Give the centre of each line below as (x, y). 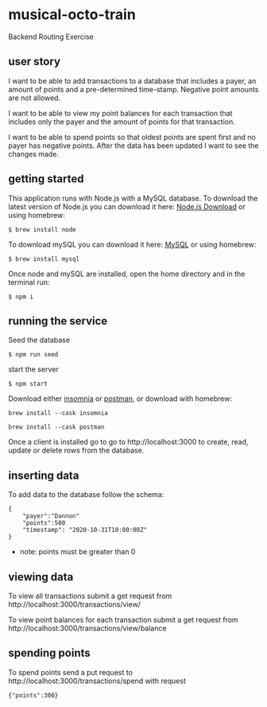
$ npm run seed (33, 355)
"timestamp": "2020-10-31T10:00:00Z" (85, 530)
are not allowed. (35, 98)
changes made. (34, 153)
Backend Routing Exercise (51, 37)
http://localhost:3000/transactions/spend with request (97, 681)
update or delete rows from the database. (76, 450)
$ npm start (28, 384)
